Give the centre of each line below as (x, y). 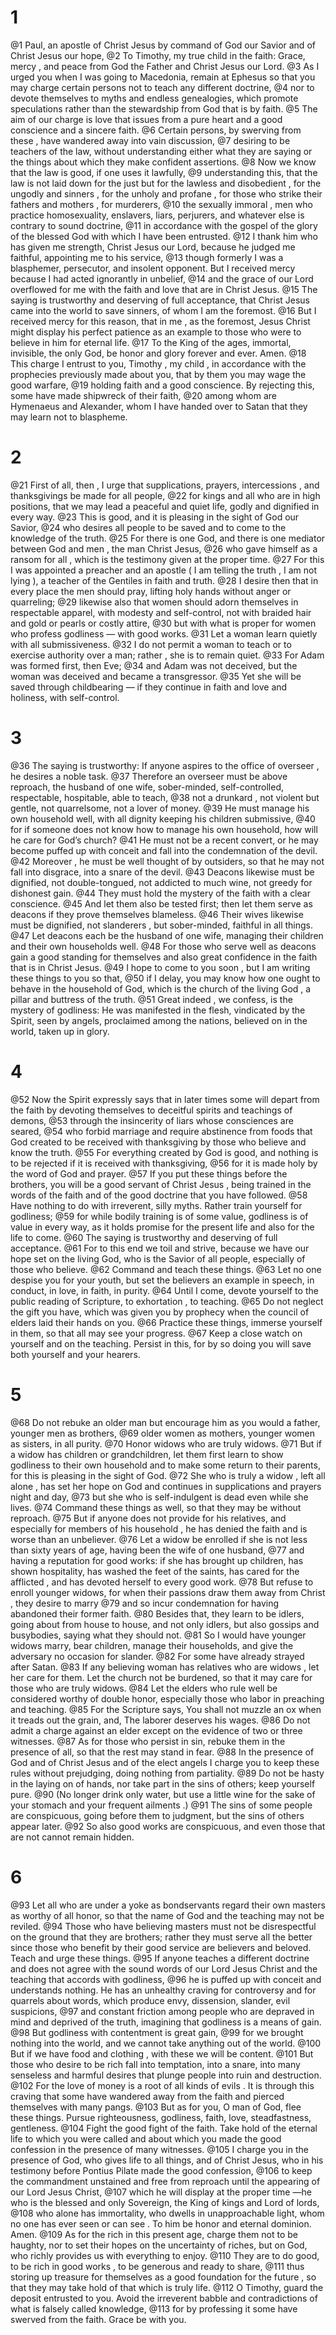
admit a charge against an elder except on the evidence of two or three (156, 1730)
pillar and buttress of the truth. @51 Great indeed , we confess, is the (151, 999)
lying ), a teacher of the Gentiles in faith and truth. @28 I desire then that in (164, 580)
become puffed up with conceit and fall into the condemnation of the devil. (164, 850)
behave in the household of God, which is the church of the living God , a (161, 988)
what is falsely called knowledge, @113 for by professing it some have (154, 2308)
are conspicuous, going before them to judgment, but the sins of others (157, 1815)
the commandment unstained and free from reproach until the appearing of (165, 2181)
